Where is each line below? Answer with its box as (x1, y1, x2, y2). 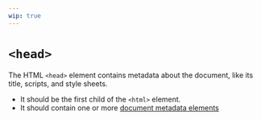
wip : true (8, 11, 42, 20)
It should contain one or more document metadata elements (19, 102, 219, 113)
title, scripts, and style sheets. (8, 78, 108, 89)
